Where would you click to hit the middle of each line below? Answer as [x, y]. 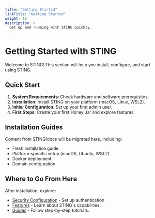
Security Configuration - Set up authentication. [59, 200]
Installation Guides [34, 127]
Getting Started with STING [61, 51]
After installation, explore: [31, 190]
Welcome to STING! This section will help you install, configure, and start [78, 65]
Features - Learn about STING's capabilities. [56, 205]
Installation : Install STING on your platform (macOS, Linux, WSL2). [78, 102]
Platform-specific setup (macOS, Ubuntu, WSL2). [61, 153]
